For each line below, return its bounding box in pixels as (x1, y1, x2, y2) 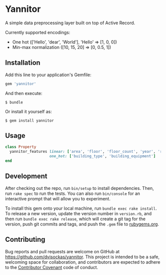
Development (5, 172, 48, 181)
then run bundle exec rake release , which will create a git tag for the (5, 216, 146, 222)
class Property (5, 144, 37, 149)
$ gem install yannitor (5, 118, 54, 123)
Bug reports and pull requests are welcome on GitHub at (5, 248, 120, 254)
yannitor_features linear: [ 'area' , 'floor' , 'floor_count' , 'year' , (9, 149, 156, 154)
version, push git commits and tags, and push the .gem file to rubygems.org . (5, 221, 160, 227)
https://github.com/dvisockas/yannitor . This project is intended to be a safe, (5, 254, 160, 260)
